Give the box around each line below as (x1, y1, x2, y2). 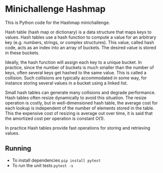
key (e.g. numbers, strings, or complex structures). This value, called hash (5, 39, 155, 45)
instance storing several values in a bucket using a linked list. (5, 80, 128, 86)
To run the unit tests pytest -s (12, 162, 74, 168)
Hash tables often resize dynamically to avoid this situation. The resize (5, 94, 147, 101)
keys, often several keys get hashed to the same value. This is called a (5, 69, 146, 75)
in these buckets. (5, 50, 40, 56)
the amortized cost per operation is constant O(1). (5, 115, 105, 121)
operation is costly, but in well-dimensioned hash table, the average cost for (5, 100, 158, 106)
